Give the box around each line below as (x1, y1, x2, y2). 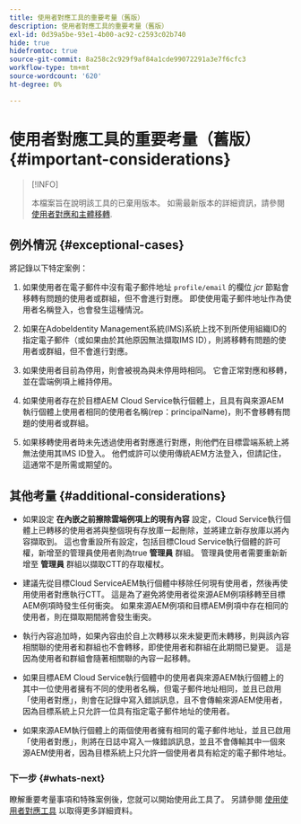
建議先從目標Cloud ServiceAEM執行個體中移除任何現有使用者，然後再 (21, 578, 280, 589)
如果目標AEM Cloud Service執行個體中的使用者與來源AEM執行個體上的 (21, 672, 285, 683)
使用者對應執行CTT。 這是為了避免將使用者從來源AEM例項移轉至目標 (30, 589, 286, 600)
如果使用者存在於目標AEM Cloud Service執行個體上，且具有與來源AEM (21, 395, 285, 406)
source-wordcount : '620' (9, 72, 102, 81)
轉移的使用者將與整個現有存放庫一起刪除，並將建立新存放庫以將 (46, 525, 282, 536)
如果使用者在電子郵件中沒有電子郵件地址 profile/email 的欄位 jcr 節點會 (21, 282, 289, 293)
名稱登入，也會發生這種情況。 (38, 305, 149, 315)
